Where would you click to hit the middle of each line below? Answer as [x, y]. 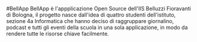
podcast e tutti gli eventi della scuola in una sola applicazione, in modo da [97, 27]
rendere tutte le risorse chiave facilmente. [58, 34]
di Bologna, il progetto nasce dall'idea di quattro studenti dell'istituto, [91, 15]
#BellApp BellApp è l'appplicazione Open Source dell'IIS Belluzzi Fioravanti [99, 9]
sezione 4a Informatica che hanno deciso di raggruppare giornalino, [90, 21]
